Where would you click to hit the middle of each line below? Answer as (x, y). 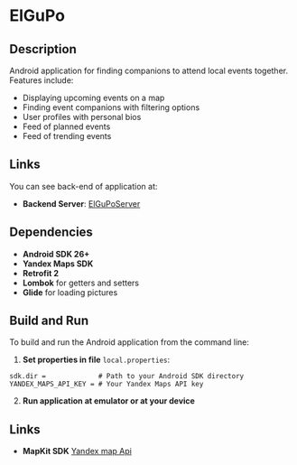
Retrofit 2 (40, 273)
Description (43, 49)
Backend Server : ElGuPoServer (81, 203)
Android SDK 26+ (56, 254)
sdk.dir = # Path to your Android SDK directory (127, 377)
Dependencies (51, 232)
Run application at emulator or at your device (109, 401)
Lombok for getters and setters (81, 283)
